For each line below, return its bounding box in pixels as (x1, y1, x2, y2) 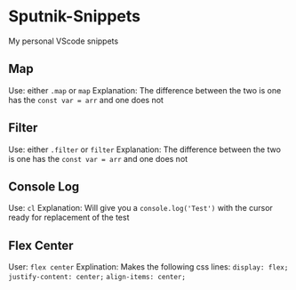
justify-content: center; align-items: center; (8, 273, 186, 282)
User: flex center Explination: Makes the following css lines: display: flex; (8, 262, 289, 272)
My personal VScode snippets (8, 36, 119, 46)
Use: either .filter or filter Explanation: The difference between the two (8, 144, 282, 155)
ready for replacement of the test (8, 212, 130, 223)
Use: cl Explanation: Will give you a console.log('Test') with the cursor (8, 203, 273, 213)
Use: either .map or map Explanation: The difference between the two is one (8, 85, 282, 95)
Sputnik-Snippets (8, 6, 141, 27)
